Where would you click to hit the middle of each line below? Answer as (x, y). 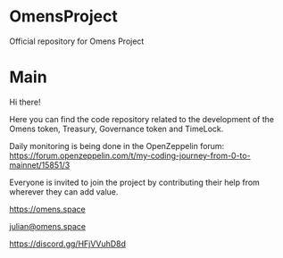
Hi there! (25, 102)
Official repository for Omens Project (77, 41)
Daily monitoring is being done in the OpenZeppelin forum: (117, 146)
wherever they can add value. (64, 191)
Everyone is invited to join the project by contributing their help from (135, 182)
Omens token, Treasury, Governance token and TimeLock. (117, 129)
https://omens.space (48, 209)
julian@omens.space (48, 226)
